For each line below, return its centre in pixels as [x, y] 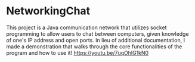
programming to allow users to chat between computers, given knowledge [97, 33]
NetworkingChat [48, 11]
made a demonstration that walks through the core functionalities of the [94, 46]
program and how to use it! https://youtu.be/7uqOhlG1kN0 [78, 52]
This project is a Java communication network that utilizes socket [86, 27]
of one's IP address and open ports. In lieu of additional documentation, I [96, 40]
